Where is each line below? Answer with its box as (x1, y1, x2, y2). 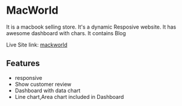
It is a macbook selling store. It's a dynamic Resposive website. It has (6, 23, 177, 30)
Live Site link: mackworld (6, 41, 67, 48)
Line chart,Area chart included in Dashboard (14, 93, 124, 100)
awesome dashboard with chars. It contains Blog (6, 29, 127, 36)
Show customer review (14, 80, 72, 88)
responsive (14, 74, 43, 81)
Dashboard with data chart (14, 87, 81, 94)
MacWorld (6, 4, 58, 17)
